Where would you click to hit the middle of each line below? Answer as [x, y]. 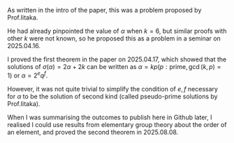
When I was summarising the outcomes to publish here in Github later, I [110, 117]
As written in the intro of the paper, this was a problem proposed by [104, 10]
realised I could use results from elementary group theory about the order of [117, 124]
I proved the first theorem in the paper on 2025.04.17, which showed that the [117, 59]
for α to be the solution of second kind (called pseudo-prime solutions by [112, 96]
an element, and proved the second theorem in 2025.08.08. [93, 132]
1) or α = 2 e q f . [28, 75]
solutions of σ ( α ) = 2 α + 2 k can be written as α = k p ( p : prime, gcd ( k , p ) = [114, 67]
